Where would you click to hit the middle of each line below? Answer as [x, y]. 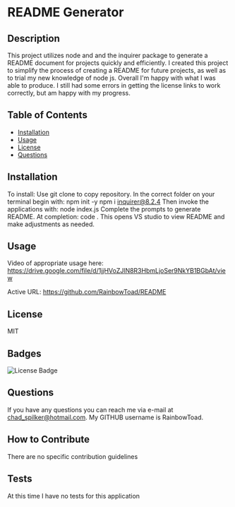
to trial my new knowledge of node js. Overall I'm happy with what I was [112, 78]
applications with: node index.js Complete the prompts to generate [104, 209]
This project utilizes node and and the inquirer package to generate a [108, 55]
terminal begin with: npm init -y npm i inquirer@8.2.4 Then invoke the [108, 202]
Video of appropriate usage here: [55, 263]
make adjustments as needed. [51, 224]
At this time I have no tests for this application [73, 496]
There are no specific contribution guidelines [73, 456]
